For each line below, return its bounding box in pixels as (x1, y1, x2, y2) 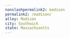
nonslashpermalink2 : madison (5, 7, 65, 12)
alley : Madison (5, 16, 36, 21)
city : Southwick (5, 21, 38, 26)
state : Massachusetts (5, 26, 50, 31)
